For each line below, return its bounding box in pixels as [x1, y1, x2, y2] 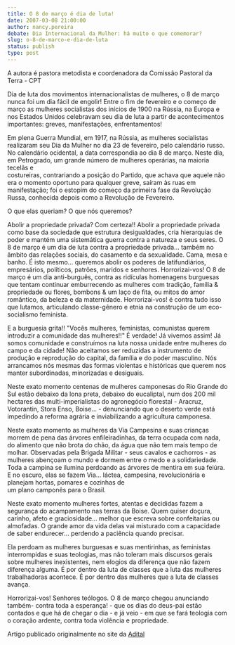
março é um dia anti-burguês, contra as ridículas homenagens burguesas [7, 272, 220, 281]
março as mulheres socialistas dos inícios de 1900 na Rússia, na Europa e [7, 105, 220, 113]
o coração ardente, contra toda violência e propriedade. [7, 616, 169, 625]
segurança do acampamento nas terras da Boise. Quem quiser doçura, [7, 506, 213, 515]
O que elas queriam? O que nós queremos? [7, 207, 133, 215]
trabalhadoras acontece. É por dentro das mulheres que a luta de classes [7, 573, 219, 581]
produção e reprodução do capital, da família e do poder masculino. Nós [7, 353, 217, 362]
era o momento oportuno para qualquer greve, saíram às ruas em [7, 178, 196, 186]
